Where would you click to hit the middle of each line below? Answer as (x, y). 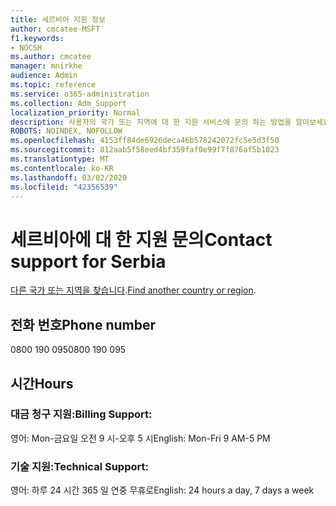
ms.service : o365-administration (80, 94)
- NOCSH (26, 47)
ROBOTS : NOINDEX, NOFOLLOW (66, 131)
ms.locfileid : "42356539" (64, 187)
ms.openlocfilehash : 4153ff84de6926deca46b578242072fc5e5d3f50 (145, 141)
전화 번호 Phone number (83, 324)
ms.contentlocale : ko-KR (62, 168)
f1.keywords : (37, 38)
